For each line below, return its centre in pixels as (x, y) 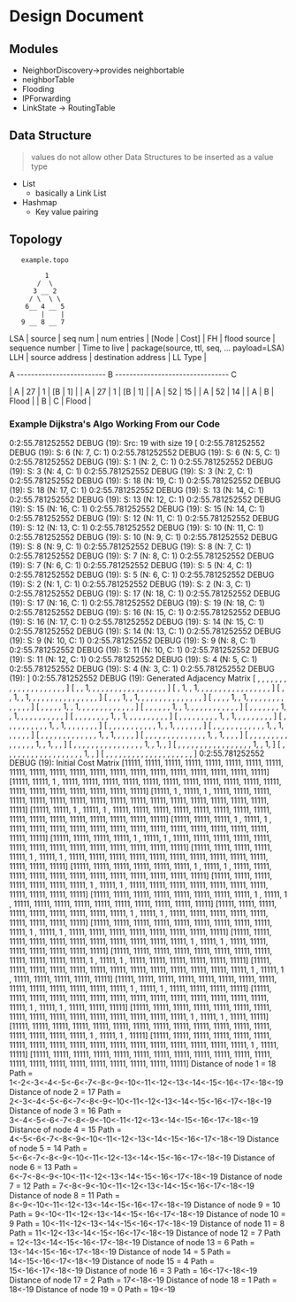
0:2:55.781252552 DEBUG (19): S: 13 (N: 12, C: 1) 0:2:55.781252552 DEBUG (145, 499)
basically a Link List (71, 193)
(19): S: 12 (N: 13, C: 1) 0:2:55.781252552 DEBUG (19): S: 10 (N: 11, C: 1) (137, 528)
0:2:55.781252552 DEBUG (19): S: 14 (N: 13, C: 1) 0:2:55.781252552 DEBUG (145, 631)
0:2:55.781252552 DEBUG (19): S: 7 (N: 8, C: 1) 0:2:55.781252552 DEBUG (142, 556)
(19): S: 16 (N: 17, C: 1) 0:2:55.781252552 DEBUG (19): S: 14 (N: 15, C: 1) (137, 621)
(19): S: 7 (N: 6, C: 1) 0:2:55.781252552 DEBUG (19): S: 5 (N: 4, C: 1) (131, 565)
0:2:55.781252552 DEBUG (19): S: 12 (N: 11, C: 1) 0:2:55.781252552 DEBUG (144, 518)
